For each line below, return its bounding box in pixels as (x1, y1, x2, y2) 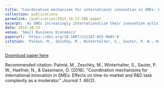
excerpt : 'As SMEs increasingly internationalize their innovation (5, 21, 145, 26)
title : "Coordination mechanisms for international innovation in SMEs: (5, 7, 156, 12)
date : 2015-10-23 (5, 25, 41, 30)
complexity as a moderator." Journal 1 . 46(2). (5, 77, 96, 83)
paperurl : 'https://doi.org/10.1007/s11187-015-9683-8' (5, 35, 121, 40)
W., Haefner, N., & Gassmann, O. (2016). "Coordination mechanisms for (5, 67, 148, 73)
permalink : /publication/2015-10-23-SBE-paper (5, 16, 102, 21)
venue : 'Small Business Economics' (5, 30, 78, 35)
